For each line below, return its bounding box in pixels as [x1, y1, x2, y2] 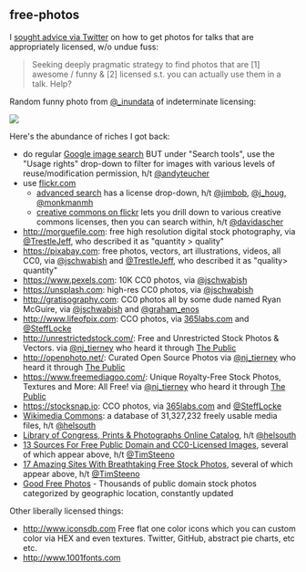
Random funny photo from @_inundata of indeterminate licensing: [9, 96, 257, 107]
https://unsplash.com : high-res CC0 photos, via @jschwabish [22, 284, 254, 295]
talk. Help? [31, 78, 73, 89]
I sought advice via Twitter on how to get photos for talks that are [9, 31, 254, 42]
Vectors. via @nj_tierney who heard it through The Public [22, 342, 237, 353]
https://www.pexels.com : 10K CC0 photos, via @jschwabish [22, 274, 248, 286]
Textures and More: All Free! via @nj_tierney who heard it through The [22, 380, 286, 391]
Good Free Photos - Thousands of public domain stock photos [22, 478, 257, 489]
